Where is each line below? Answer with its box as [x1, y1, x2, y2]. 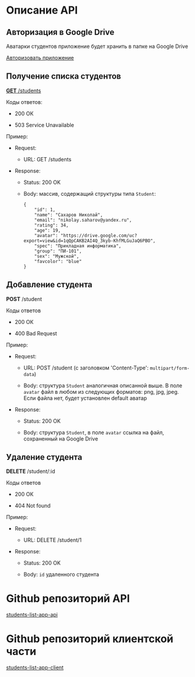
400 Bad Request [14, 329, 57, 337]
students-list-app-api [6, 611, 58, 618]
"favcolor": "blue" [34, 258, 82, 264]
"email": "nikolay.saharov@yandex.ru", [34, 217, 133, 223]
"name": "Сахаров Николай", [34, 212, 103, 218]
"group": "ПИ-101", [34, 248, 82, 254]
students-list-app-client [6, 664, 64, 671]
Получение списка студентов [6, 72, 121, 82]
